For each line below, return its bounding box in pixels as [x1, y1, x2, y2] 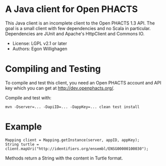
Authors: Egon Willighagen [12, 45, 67, 51]
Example [5, 121, 42, 132]
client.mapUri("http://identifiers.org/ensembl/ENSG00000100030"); [5, 146, 149, 151]
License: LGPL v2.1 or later [12, 40, 67, 46]
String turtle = [5, 141, 39, 147]
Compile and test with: [5, 94, 51, 100]
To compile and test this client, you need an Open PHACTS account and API [5, 79, 161, 85]
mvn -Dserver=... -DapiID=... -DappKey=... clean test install [5, 104, 140, 109]
